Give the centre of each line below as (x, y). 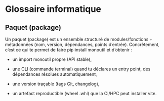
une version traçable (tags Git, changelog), (56, 84)
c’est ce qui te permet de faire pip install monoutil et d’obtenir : (69, 50)
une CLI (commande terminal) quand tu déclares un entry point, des (81, 69)
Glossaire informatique (53, 9)
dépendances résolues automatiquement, (55, 74)
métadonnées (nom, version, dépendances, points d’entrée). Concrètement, (82, 45)
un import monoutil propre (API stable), (52, 59)
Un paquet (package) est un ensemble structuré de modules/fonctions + (79, 39)
